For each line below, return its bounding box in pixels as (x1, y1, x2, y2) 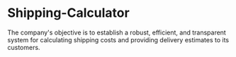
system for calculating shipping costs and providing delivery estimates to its (7, 35, 229, 44)
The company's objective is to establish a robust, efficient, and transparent (7, 28, 227, 37)
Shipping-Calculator (7, 5, 130, 21)
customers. (7, 43, 40, 51)
